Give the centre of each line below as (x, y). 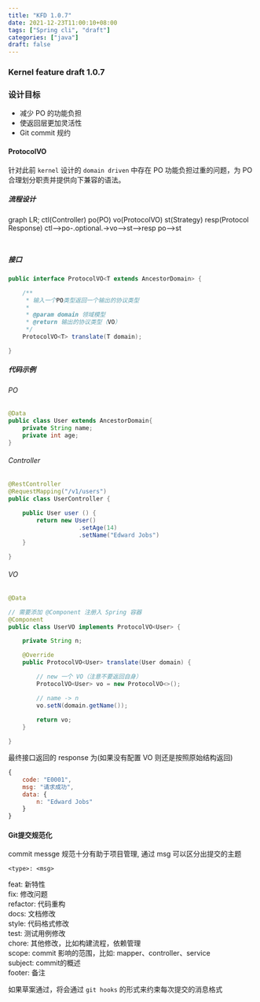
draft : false (29, 45)
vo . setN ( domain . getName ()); (82, 705)
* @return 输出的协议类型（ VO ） (73, 322)
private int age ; (51, 435)
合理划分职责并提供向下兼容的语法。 (67, 180)
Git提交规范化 (30, 835)
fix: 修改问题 (28, 894)
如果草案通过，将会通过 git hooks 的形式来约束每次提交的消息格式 (115, 989)
